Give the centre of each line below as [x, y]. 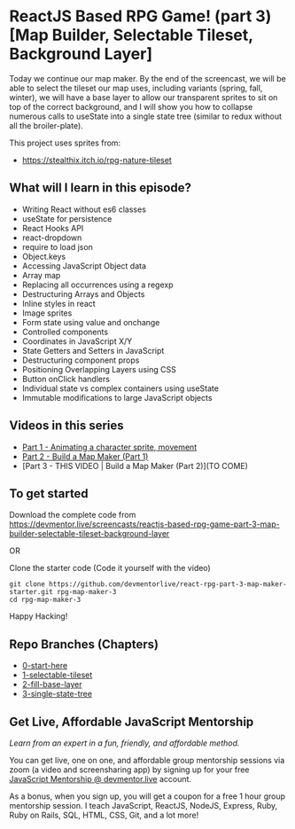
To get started [49, 493]
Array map [41, 275]
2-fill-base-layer [52, 684]
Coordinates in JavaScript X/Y [77, 341]
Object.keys [44, 256]
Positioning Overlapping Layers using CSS [99, 369]
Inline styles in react [58, 303]
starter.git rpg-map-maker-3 [63, 592]
